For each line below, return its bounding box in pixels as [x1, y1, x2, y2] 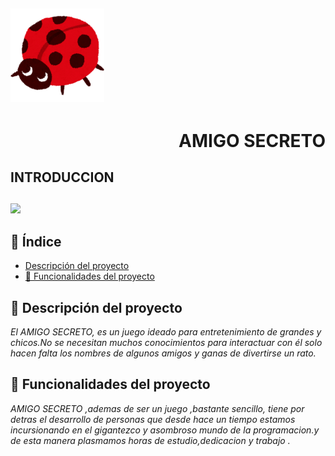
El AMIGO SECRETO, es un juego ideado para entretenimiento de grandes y [10, 325, 322, 338]
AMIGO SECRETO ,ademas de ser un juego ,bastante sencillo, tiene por [10, 402, 305, 414]
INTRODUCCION [10, 169, 115, 186]
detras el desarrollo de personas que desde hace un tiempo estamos [10, 413, 296, 425]
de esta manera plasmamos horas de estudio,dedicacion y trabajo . [10, 434, 291, 446]
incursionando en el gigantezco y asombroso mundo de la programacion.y [10, 424, 320, 436]
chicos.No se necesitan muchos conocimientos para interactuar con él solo [10, 336, 323, 348]
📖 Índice [10, 233, 62, 250]
